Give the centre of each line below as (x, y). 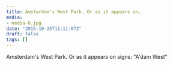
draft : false (23, 34)
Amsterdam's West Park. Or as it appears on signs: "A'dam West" (87, 57)
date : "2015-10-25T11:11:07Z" (44, 28)
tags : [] (17, 40)
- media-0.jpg (24, 23)
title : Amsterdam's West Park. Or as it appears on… (74, 12)
